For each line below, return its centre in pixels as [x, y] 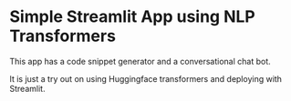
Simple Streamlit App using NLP [132, 17]
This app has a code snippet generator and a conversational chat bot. [140, 61]
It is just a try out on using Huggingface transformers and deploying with [146, 78]
